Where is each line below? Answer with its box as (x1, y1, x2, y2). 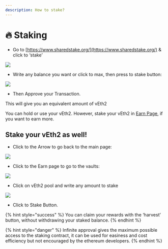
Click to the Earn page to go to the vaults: (12, 163, 100, 169)
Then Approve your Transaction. (12, 90, 81, 97)
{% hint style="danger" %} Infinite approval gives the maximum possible (5, 227, 158, 233)
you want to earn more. (5, 115, 54, 122)
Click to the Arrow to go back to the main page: (12, 144, 112, 150)
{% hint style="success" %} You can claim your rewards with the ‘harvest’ (5, 212, 161, 218)
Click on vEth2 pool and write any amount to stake (12, 182, 119, 189)
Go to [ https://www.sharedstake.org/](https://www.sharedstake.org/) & (12, 46, 162, 52)
